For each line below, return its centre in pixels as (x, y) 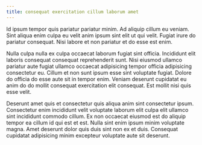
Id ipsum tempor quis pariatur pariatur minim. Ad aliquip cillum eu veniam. (98, 29)
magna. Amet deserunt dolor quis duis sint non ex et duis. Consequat (92, 129)
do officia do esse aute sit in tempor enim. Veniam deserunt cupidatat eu (96, 79)
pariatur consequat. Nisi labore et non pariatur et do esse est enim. (90, 42)
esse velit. (19, 91)
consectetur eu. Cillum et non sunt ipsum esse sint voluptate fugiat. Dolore (99, 72)
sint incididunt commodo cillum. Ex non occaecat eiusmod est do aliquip (96, 116)
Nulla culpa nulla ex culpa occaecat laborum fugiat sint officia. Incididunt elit (101, 53)
